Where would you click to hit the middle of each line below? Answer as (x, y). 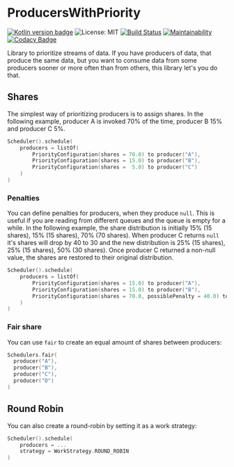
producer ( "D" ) (34, 381)
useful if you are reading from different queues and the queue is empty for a (117, 221)
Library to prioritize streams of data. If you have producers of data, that (109, 53)
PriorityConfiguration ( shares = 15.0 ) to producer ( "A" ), (116, 283)
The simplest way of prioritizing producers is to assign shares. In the (106, 113)
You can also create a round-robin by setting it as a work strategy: (102, 425)
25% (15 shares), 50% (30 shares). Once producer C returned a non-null (111, 250)
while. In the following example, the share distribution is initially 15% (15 (110, 228)
